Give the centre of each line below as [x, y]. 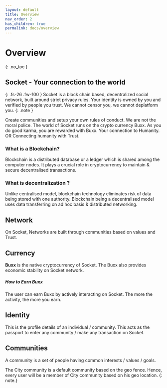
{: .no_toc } [16, 67]
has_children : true [25, 24]
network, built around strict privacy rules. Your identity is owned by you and [83, 100]
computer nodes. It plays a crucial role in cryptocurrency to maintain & [78, 165]
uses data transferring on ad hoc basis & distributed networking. [71, 204]
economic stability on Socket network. [45, 270]
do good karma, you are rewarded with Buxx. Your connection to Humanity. [83, 130]
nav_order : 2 [19, 19]
